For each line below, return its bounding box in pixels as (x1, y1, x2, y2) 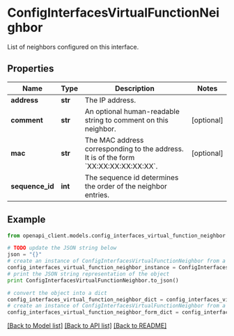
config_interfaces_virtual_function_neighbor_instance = (7, 264, 176, 271)
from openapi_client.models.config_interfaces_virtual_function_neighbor (7, 232, 226, 239)
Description (114, 83, 155, 93)
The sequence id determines (84, 173, 179, 182)
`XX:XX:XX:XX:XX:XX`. (84, 161, 158, 171)
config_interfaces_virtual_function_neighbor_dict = (7, 296, 164, 303)
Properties (7, 63, 54, 74)
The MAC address (84, 135, 144, 145)
